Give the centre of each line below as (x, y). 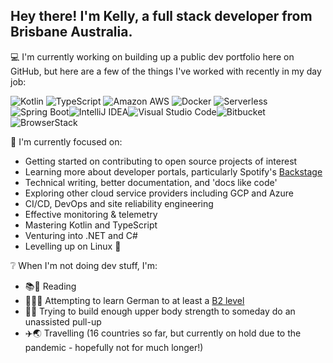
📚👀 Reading (50, 286)
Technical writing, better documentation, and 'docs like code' (151, 182)
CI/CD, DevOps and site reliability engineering (119, 203)
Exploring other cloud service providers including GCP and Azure (159, 193)
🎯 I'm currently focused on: (66, 141)
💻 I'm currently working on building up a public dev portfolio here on (152, 56)
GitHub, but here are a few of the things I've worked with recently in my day (166, 71)
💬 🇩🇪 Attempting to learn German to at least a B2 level (134, 300)
